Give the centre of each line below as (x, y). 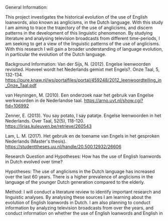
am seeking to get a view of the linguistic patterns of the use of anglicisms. (83, 44)
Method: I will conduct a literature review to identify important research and (83, 192)
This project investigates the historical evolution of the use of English (76, 17)
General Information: (26, 7)
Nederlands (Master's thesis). (36, 141)
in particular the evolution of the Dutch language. (56, 54)
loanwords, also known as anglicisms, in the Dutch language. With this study (84, 22)
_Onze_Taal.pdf (21, 85)
